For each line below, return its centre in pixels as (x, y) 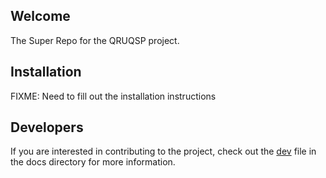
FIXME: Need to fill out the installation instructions (113, 96)
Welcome (40, 16)
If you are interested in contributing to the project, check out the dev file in (163, 151)
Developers (47, 127)
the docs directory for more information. (93, 162)
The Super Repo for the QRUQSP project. (95, 40)
